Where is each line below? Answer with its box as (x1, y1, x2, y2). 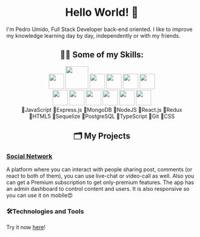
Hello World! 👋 (65, 5, 139, 19)
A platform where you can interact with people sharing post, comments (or (6, 166, 193, 173)
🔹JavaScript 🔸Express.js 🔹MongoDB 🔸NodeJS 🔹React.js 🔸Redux (21, 106, 183, 113)
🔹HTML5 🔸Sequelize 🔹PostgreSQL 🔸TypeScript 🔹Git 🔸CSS (28, 112, 175, 120)
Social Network (6, 152, 53, 160)
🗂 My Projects (73, 131, 130, 142)
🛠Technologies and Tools (6, 207, 84, 216)
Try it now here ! (6, 223, 45, 230)
